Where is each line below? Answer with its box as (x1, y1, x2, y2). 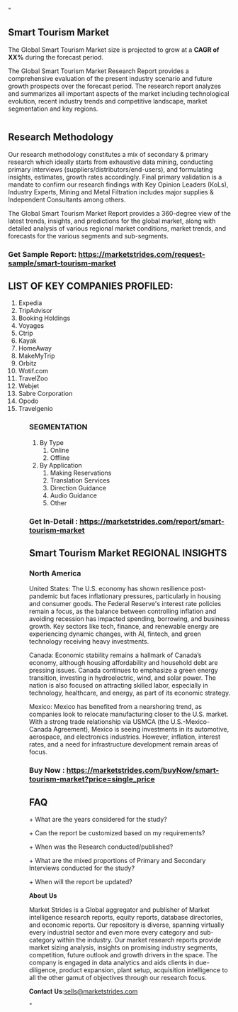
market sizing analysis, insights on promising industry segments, (28, 943, 218, 952)
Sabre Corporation (18, 390, 73, 398)
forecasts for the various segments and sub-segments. (8, 231, 169, 240)
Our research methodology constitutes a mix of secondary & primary (8, 150, 209, 158)
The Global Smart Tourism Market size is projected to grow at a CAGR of (8, 45, 220, 54)
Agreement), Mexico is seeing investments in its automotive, (53, 725, 229, 734)
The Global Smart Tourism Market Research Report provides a (8, 67, 190, 75)
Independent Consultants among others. (8, 195, 126, 204)
